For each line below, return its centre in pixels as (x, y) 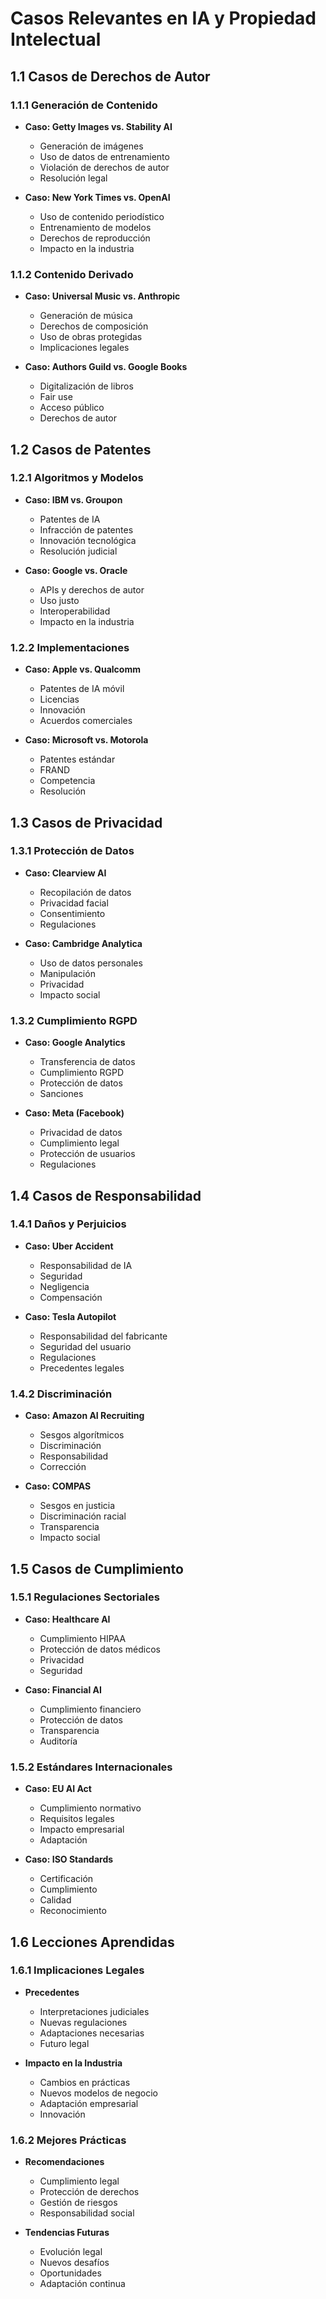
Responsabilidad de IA (86, 1265)
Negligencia (64, 1286)
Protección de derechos (89, 2192)
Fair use (56, 397)
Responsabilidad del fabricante (103, 1336)
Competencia (67, 781)
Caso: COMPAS (58, 1486)
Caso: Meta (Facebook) (74, 1113)
